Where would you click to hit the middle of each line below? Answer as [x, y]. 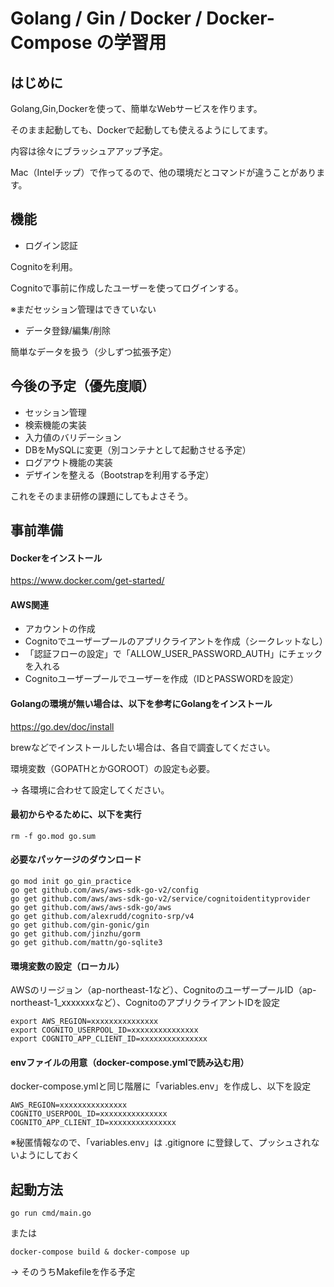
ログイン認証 [51, 245]
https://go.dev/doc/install [62, 726]
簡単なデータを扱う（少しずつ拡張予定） [93, 351]
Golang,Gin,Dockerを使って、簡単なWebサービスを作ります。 [136, 108]
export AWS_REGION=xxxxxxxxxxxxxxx [84, 1022]
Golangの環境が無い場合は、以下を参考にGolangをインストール [141, 704]
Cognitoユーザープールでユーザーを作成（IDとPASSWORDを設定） [162, 679]
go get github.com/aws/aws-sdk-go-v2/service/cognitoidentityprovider [160, 899]
